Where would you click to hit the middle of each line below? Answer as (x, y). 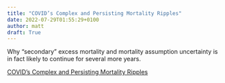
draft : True (24, 32)
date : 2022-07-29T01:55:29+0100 (53, 20)
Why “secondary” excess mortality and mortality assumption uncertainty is (112, 52)
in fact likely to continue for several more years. (74, 59)
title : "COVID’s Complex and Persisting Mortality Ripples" (95, 13)
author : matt (26, 26)
